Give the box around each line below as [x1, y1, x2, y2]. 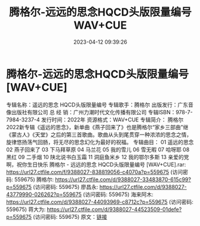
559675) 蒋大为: [6, 206, 46, 213]
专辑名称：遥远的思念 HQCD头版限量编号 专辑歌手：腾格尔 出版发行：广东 [6, 101, 189, 108]
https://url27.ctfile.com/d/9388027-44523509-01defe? [47, 206, 182, 213]
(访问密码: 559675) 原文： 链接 [32, 213, 107, 220]
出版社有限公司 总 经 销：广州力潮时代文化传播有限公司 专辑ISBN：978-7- [11, 108, 193, 115]
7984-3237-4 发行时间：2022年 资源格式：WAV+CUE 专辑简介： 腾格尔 [6, 116, 184, 123]
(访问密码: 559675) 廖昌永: [32, 183, 99, 190]
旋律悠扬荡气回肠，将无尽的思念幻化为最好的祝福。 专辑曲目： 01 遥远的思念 [6, 138, 194, 145]
